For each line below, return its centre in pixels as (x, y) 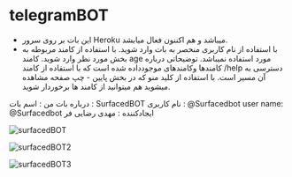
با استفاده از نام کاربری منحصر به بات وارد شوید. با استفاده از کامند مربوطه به (150, 48)
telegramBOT (59, 15)
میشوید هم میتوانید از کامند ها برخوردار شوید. (96, 86)
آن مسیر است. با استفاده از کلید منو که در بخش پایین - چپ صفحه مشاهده (144, 77)
